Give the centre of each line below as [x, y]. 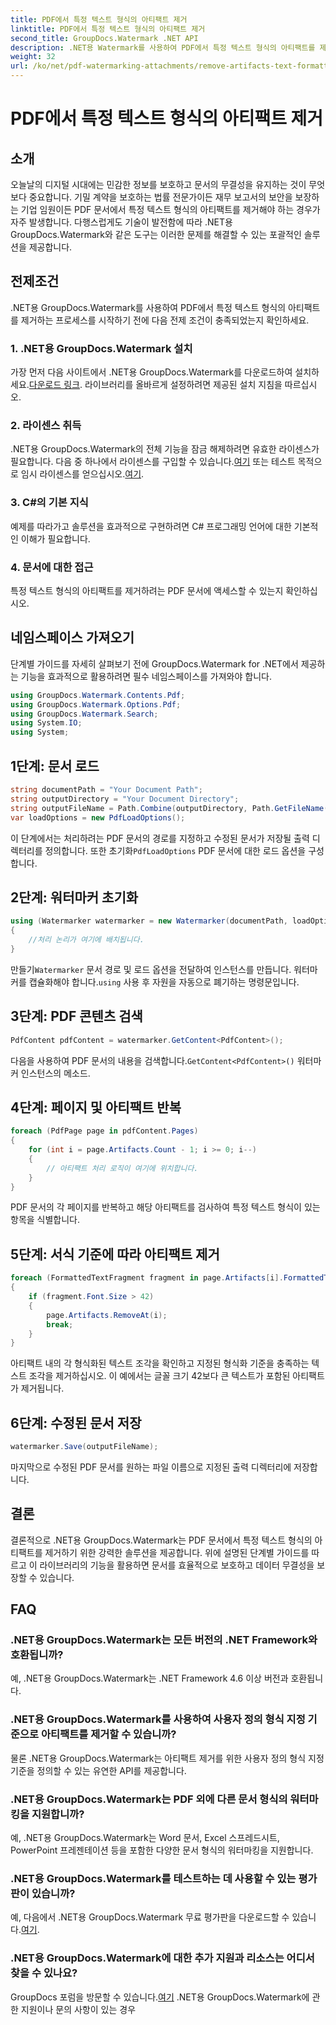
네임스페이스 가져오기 [72, 637]
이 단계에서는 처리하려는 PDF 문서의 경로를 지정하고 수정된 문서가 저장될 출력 [160, 838]
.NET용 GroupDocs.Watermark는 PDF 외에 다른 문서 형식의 [149, 1799]
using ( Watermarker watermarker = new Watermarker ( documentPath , [149, 921]
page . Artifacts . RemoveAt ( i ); [107, 1315]
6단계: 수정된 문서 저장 [76, 1422]
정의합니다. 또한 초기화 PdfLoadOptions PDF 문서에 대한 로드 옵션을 [175, 850]
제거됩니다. [42, 1388]
